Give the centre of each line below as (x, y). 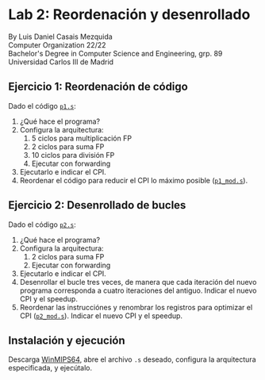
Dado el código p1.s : (42, 106)
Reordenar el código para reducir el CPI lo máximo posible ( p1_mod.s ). (134, 180)
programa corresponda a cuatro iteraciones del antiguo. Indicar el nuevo (138, 290)
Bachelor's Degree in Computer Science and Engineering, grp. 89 (115, 53)
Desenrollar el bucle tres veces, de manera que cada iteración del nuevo (138, 282)
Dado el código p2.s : (42, 225)
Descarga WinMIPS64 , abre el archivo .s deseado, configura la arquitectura (132, 359)
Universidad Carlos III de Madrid (61, 62)
